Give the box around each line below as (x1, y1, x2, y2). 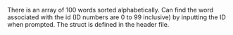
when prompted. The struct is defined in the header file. (7, 21, 170, 28)
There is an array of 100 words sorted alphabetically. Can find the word (7, 6, 213, 14)
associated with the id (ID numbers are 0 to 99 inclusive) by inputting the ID (7, 13, 227, 21)
